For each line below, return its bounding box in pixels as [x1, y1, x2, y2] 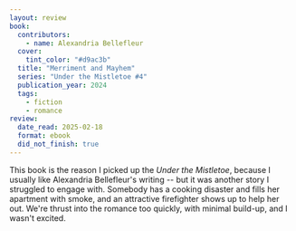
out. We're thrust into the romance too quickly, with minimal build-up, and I [9, 203, 288, 214]
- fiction [25, 97, 63, 107]
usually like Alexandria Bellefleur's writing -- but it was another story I [9, 174, 270, 185]
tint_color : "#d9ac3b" [25, 55, 111, 64]
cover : [17, 47, 43, 56]
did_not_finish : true [17, 140, 100, 149]
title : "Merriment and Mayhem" [17, 64, 136, 73]
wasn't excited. [9, 212, 66, 223]
